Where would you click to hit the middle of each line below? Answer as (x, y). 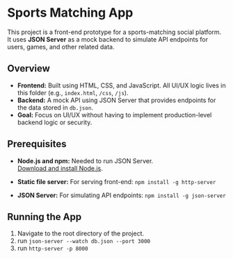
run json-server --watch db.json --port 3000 (84, 241)
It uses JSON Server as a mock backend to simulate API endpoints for (108, 39)
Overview (29, 68)
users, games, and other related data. (61, 47)
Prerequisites (37, 144)
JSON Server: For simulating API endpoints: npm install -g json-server (121, 195)
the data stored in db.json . (55, 107)
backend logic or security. (55, 122)
